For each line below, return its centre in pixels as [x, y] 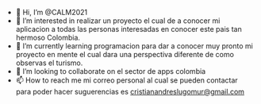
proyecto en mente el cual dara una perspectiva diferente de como [125, 54]
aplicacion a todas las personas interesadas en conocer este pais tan [129, 29]
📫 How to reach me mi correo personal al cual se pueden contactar [127, 80]
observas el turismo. [49, 63]
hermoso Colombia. [48, 37]
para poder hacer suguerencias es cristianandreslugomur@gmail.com [130, 92]
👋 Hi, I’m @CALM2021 [52, 12]
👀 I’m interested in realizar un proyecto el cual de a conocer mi [118, 21]
